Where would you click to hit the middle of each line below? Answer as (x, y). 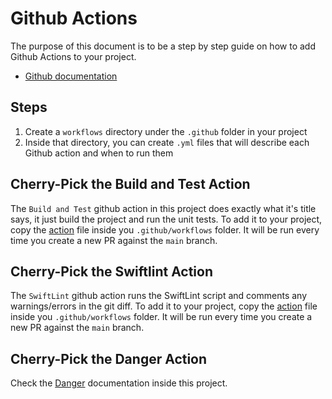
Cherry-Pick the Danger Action (109, 358)
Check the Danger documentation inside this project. (119, 383)
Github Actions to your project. (73, 56)
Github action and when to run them (99, 153)
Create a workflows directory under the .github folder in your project (166, 131)
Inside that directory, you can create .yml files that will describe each (167, 142)
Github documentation (71, 76)
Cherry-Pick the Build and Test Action (130, 184)
